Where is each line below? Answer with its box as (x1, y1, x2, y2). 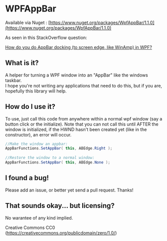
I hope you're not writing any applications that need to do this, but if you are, (5, 82, 163, 88)
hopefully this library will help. (5, 88, 67, 94)
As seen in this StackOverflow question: (5, 34, 87, 40)
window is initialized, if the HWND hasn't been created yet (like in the (5, 126, 147, 132)
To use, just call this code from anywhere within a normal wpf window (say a (5, 115, 163, 121)
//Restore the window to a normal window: (5, 155, 95, 160)
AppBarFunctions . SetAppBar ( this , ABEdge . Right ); (5, 146, 113, 151)
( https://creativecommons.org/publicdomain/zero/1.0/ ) (5, 229, 117, 235)
